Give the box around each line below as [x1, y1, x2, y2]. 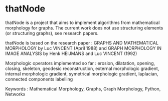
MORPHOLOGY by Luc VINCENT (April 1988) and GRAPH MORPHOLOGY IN [5, 45, 162, 51]
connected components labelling [5, 76, 73, 82]
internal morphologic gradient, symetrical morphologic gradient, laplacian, [5, 70, 158, 76]
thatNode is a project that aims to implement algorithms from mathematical [5, 19, 160, 25]
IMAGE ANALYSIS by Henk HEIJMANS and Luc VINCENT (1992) [5, 50, 137, 56]
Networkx [5, 91, 26, 97]
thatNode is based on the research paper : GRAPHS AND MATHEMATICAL [5, 39, 159, 45]
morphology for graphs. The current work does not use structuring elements [5, 24, 163, 30]
